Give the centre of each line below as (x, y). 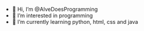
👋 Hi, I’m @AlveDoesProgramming (55, 9)
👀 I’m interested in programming (52, 15)
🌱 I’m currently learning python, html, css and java (75, 22)
